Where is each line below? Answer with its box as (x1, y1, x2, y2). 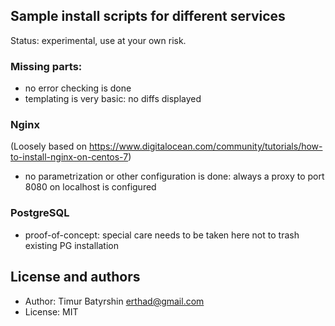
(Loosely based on (10, 140, 87, 153)
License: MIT (24, 305, 79, 318)
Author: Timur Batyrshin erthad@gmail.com (24, 295, 205, 307)
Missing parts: (10, 59, 83, 73)
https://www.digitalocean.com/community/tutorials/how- (88, 140, 323, 153)
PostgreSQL (10, 206, 70, 220)
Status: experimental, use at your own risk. (10, 34, 187, 46)
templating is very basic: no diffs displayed (24, 93, 202, 105)
